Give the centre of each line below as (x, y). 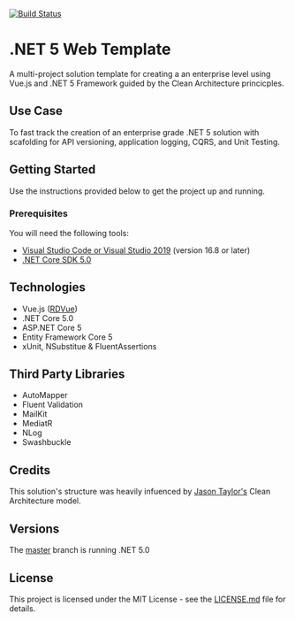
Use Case (36, 111)
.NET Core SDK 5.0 (57, 259)
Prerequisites (38, 214)
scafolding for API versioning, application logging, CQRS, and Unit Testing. (145, 142)
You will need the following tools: (69, 233)
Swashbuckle (46, 442)
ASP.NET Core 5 (52, 327)
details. (23, 608)
